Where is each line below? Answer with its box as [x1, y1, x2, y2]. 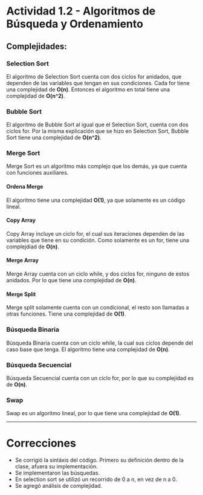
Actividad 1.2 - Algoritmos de [6, 4, 156, 18]
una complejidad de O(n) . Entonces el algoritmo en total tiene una [6, 86, 170, 93]
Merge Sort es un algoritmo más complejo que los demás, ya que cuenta [6, 163, 187, 170]
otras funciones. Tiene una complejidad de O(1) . [6, 310, 126, 318]
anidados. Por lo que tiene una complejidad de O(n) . [6, 277, 137, 284]
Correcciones [6, 436, 77, 450]
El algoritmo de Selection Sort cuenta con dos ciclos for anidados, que [6, 73, 182, 80]
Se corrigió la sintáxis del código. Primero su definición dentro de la [14, 456, 184, 464]
